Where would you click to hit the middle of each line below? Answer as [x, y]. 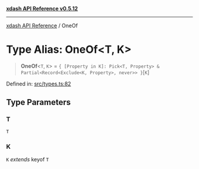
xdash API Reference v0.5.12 [42, 9]
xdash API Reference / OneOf [42, 25]
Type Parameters [38, 102]
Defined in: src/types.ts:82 [38, 84]
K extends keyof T [28, 159]
